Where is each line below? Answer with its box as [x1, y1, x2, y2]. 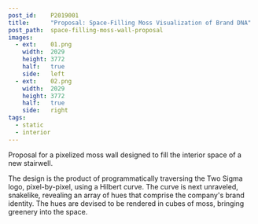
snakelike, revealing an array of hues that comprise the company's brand [8, 190, 245, 200]
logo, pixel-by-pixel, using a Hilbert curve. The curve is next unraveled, [8, 182, 238, 191]
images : [8, 33, 34, 42]
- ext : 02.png [15, 77, 72, 85]
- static [15, 121, 44, 129]
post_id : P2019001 [8, 11, 79, 20]
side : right [22, 107, 68, 115]
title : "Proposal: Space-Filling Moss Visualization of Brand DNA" [8, 19, 252, 27]
